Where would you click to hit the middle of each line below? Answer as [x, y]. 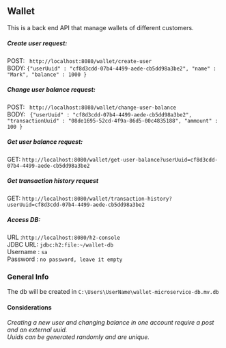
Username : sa [27, 251]
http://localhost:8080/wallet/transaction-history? [97, 199]
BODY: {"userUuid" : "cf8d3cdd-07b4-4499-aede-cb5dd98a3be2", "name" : [112, 68]
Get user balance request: [45, 142]
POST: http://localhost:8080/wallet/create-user [80, 60]
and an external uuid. [37, 330]
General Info [28, 277]
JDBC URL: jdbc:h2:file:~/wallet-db [60, 244]
